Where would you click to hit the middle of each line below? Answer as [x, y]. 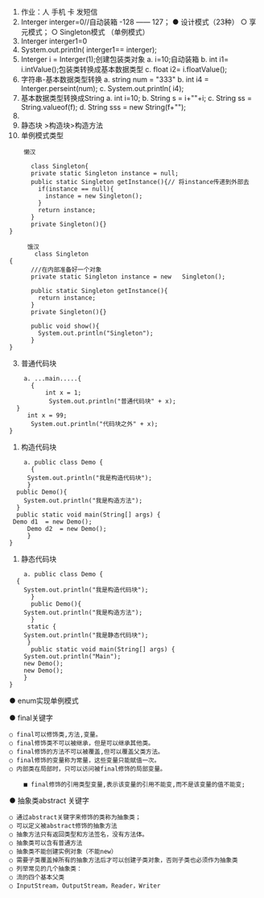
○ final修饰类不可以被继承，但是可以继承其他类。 [82, 743]
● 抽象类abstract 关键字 [49, 800]
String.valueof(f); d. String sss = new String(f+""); [103, 107]
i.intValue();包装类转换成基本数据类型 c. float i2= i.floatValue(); [124, 69]
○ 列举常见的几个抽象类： [46, 869]
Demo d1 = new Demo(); [52, 522]
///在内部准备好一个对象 [66, 269]
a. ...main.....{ [53, 378]
